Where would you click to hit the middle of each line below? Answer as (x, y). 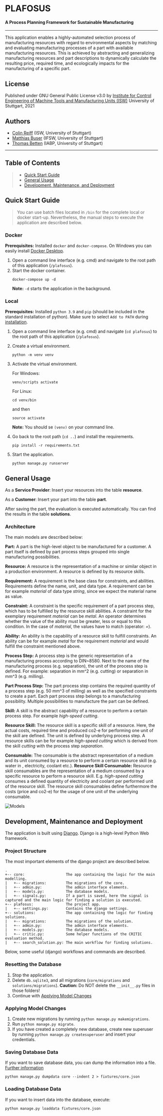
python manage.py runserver (40, 463)
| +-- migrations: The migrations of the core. (65, 883)
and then (21, 409)
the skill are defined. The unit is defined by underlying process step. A (75, 736)
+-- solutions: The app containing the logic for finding (79, 913)
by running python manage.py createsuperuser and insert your (74, 1034)
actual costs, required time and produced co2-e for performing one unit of (79, 730)
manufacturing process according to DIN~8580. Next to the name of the (77, 661)
